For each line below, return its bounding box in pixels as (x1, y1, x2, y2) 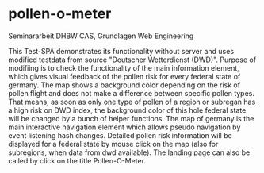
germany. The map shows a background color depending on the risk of (8, 80, 240, 90)
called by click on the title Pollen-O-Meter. (8, 156, 147, 165)
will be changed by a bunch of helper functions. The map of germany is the (8, 113, 254, 123)
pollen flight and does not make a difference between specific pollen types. (8, 88, 255, 98)
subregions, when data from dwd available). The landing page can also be (8, 148, 251, 157)
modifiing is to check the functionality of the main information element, (8, 63, 239, 72)
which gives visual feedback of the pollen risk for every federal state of (8, 71, 241, 81)
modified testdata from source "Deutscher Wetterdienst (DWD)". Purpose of (8, 55, 256, 64)
